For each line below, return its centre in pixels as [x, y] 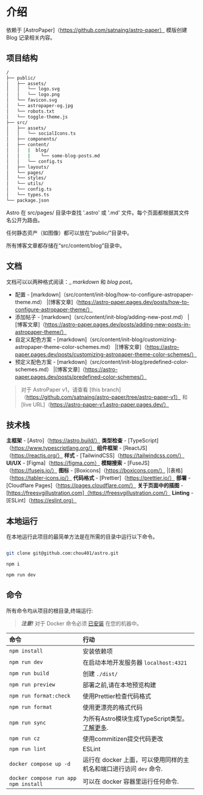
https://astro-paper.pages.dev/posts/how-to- [134, 302]
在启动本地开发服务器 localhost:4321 [135, 662]
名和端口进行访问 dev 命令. [126, 769]
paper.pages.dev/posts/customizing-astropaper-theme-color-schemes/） [106, 354]
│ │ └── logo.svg [33, 89]
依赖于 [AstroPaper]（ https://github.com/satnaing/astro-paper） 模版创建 [97, 30]
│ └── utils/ [25, 184]
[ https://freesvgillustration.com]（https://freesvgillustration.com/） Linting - [100, 493]
